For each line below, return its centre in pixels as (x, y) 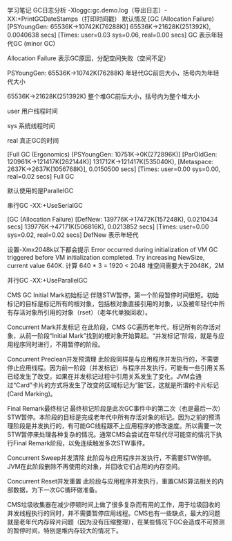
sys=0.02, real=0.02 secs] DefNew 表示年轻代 (73, 235)
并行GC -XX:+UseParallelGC (47, 280)
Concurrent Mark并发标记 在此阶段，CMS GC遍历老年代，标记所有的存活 (111, 327)
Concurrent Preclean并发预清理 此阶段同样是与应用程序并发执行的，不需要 (113, 359)
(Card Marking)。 (32, 394)
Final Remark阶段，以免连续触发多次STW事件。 (81, 443)
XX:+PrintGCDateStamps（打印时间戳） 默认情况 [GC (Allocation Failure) (111, 19)
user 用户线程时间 (33, 111)
